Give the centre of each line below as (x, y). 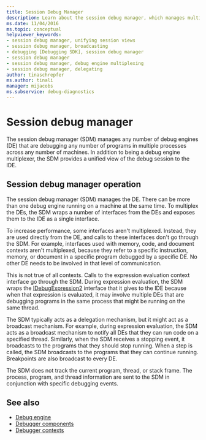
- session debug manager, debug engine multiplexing (75, 63)
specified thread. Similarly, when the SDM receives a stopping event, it (96, 339)
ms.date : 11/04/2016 (33, 23)
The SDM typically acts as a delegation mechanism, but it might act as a (97, 319)
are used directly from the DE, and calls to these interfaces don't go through (103, 237)
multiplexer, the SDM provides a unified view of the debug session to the (98, 158)
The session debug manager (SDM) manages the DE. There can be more (98, 199)
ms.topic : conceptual (34, 29)
